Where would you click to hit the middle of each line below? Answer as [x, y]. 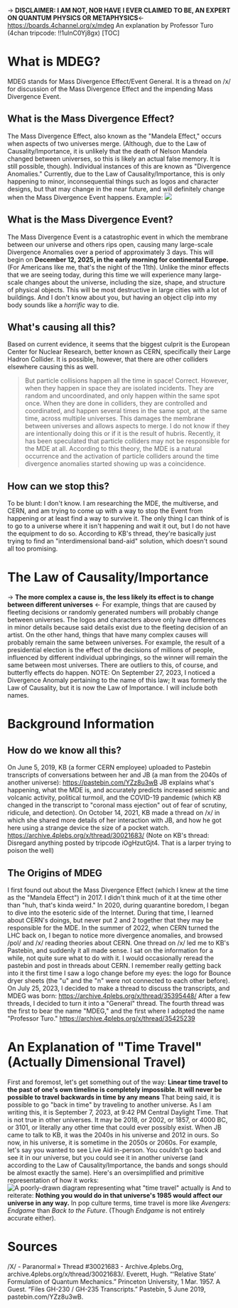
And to [222, 1188]
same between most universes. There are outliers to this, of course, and [113, 665]
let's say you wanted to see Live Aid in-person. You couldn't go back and [114, 1150]
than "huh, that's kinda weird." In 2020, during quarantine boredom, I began [118, 905]
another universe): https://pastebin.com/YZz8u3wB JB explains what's [111, 782]
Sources [33, 1247]
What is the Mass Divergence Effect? [91, 119]
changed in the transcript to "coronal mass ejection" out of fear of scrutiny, [117, 805]
